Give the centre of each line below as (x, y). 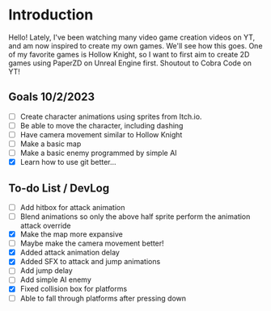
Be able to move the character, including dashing (102, 125)
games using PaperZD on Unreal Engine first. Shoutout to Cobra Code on (130, 63)
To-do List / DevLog (59, 188)
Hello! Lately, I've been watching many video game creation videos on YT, (132, 37)
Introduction (51, 15)
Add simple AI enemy (55, 279)
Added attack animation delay (70, 253)
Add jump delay (46, 271)
